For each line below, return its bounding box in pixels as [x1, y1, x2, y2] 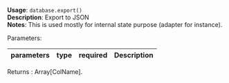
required [78, 50, 108, 59]
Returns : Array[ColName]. [7, 68, 83, 75]
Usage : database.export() [7, 6, 83, 14]
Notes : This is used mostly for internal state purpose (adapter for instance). [7, 21, 223, 28]
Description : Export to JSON [7, 13, 90, 21]
